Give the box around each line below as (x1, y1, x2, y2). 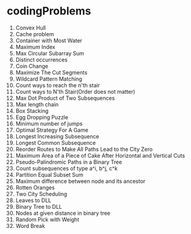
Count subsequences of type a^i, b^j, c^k (15, 164, 118, 172)
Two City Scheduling (15, 190, 67, 197)
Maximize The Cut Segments (15, 69, 88, 76)
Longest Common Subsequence (15, 139, 96, 146)
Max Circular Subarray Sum (15, 49, 84, 57)
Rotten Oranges (15, 183, 55, 191)
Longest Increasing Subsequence (15, 132, 99, 140)
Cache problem (15, 30, 54, 37)
